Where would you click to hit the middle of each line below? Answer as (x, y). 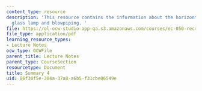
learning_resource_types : (38, 40)
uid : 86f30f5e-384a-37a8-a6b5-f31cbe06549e (62, 78)
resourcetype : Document (36, 67)
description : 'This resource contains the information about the (90, 17)
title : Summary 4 (28, 73)
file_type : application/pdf (41, 34)
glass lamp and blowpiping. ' (49, 23)
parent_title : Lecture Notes (43, 56)
